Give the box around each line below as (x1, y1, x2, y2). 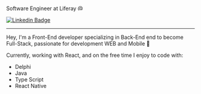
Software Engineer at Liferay (6, 5, 77, 12)
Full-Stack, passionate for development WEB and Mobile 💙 (6, 40, 151, 47)
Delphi (14, 63, 31, 70)
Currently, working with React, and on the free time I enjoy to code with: (6, 51, 184, 59)
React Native (14, 83, 47, 89)
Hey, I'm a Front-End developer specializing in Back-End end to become (6, 34, 184, 41)
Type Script (14, 76, 44, 83)
